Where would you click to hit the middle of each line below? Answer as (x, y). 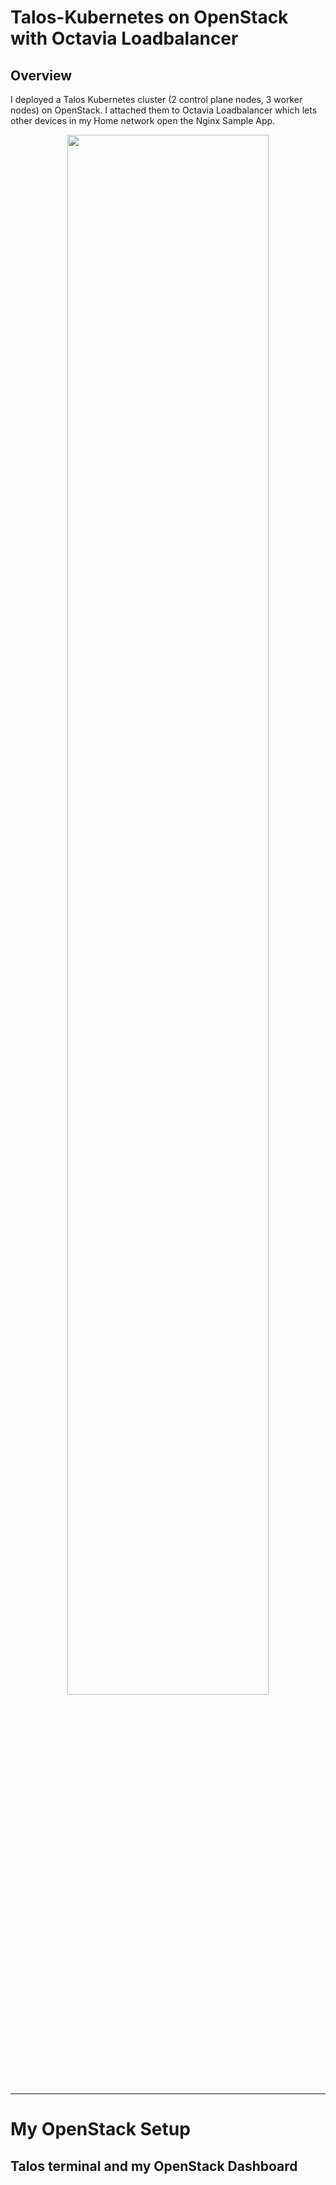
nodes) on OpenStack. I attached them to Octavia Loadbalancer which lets (164, 110)
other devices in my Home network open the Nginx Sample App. (143, 120)
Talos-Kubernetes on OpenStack (149, 17)
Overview (41, 75)
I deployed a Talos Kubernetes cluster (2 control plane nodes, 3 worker (156, 99)
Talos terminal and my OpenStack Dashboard (154, 2166)
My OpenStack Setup (100, 2129)
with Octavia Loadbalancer (124, 38)
